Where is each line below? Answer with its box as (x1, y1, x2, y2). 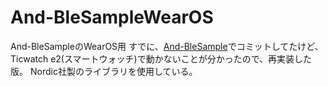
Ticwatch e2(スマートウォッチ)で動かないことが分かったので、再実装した (10, 52, 313, 65)
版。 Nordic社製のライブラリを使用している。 (10, 65, 198, 77)
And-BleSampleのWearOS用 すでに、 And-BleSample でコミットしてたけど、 (10, 40, 324, 52)
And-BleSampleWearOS (10, 6, 214, 29)
